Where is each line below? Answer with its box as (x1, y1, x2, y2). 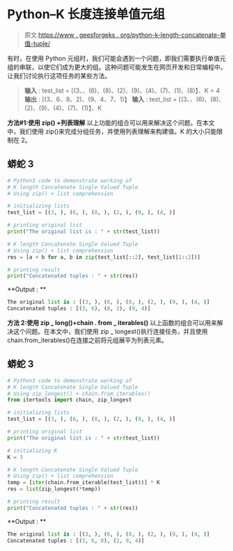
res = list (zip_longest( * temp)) (7, 486, 101, 493)
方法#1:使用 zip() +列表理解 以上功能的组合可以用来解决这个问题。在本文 (7, 118, 216, 127)
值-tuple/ (24, 39, 51, 47)
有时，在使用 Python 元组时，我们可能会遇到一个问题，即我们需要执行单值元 (7, 54, 226, 63)
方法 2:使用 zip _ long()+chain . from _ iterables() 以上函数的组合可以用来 (7, 319, 218, 327)
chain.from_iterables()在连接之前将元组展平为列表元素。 (7, 336, 168, 344)
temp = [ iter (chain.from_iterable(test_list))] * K (7, 479, 160, 486)
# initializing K (7, 447, 58, 454)
